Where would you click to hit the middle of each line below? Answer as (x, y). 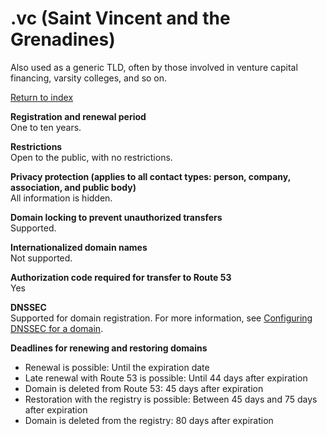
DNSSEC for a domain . (57, 328)
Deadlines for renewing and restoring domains (109, 348)
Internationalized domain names (79, 247)
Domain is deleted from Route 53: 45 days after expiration (144, 388)
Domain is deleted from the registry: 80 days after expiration (149, 420)
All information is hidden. (61, 198)
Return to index (42, 97)
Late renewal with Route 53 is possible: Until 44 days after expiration (166, 378)
